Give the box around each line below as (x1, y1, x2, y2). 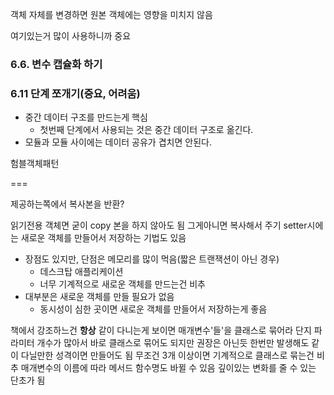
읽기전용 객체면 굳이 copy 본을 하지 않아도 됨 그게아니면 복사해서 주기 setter (10, 219, 308, 232)
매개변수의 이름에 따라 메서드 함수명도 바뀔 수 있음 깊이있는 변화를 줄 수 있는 (20, 362, 317, 374)
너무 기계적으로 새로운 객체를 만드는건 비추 (39, 278, 207, 290)
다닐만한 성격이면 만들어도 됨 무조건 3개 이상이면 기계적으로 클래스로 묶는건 (20, 349, 315, 362)
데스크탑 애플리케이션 (39, 266, 124, 278)
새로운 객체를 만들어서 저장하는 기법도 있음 (20, 232, 187, 244)
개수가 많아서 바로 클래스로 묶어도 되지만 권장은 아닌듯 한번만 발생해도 (36, 337, 310, 349)
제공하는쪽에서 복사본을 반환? (10, 198, 125, 210)
